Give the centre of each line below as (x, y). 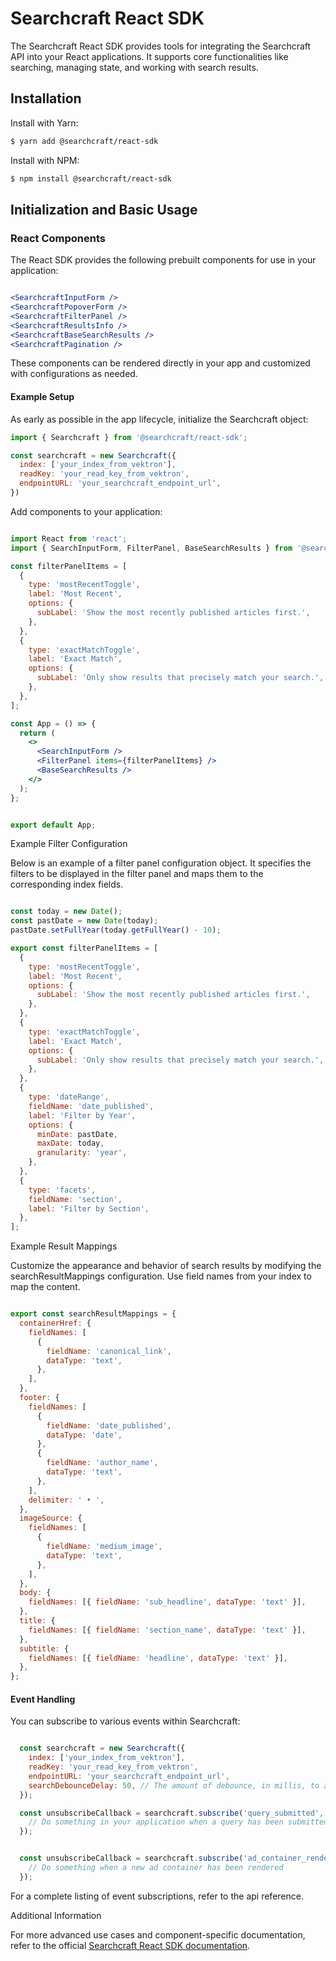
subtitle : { (44, 1648)
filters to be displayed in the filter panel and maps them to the (137, 874)
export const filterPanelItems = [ (84, 948)
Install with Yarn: (44, 123)
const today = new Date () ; (66, 912)
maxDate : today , (70, 1143)
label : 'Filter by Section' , (89, 1208)
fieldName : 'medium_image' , (104, 1547)
